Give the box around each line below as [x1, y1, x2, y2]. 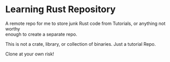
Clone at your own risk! [5, 51, 54, 57]
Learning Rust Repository [5, 4, 116, 15]
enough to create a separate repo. [5, 31, 78, 37]
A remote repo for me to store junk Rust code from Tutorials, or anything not [5, 20, 166, 26]
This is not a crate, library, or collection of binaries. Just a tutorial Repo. [5, 41, 156, 47]
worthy [5, 25, 20, 32]
